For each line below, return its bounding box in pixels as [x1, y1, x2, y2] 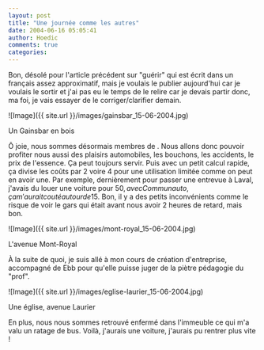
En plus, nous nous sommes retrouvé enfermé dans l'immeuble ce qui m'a [8, 318, 250, 327]
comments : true [8, 41, 58, 49]
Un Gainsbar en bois [8, 126, 75, 135]
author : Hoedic [8, 33, 58, 42]
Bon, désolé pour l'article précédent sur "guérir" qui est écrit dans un [8, 70, 234, 79]
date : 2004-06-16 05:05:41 [8, 26, 97, 34]
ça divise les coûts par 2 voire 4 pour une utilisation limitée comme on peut [8, 167, 253, 176]
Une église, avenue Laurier [8, 302, 96, 311]
